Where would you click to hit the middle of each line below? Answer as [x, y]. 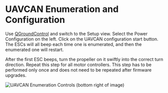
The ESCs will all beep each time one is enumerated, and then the [74, 44]
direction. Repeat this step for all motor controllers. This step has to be [78, 64]
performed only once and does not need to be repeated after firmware [78, 70]
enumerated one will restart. [35, 49]
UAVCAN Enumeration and [62, 9]
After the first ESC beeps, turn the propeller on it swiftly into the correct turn [84, 59]
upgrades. [16, 75]
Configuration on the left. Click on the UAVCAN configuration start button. [82, 39]
